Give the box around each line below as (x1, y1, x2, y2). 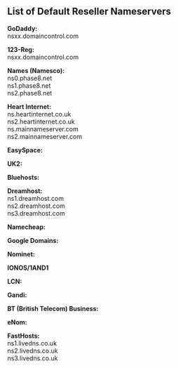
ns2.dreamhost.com (7, 202, 65, 210)
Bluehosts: (7, 173, 40, 181)
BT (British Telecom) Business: (7, 304, 99, 313)
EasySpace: (7, 145, 43, 154)
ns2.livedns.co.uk (7, 346, 58, 355)
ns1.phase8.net (7, 81, 51, 90)
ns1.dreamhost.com (7, 194, 64, 202)
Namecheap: (7, 223, 46, 231)
